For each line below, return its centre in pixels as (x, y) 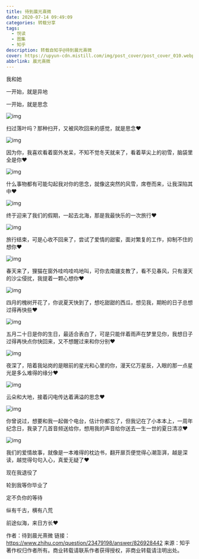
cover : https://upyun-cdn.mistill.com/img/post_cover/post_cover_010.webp (100, 56)
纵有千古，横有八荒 (30, 510)
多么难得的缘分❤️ (37, 373)
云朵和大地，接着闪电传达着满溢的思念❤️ (56, 397)
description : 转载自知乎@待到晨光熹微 (49, 50)
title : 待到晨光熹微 (29, 12)
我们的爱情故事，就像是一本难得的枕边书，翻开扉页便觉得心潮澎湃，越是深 (97, 452)
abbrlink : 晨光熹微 (28, 61)
